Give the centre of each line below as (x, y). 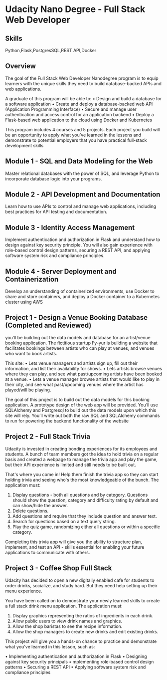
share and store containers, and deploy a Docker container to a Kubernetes (83, 297)
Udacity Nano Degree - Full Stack (75, 9)
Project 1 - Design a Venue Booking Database (77, 317)
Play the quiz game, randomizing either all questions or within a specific (86, 527)
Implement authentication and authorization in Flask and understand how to (83, 240)
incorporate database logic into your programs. (54, 178)
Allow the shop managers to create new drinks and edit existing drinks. (85, 631)
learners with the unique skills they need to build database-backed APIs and (83, 83)
